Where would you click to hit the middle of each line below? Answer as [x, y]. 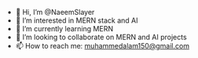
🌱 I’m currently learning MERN [64, 29]
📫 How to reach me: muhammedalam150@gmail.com [103, 46]
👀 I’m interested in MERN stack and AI [77, 20]
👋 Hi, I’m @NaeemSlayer [55, 12]
